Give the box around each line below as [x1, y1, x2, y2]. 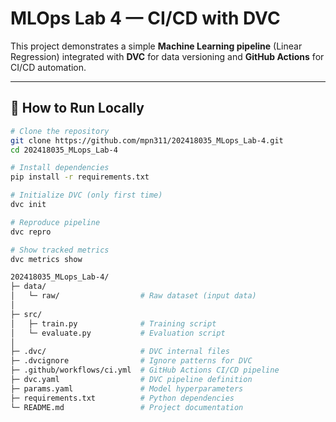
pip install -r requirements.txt [10, 172, 150, 182]
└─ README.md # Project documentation [10, 402, 244, 412]
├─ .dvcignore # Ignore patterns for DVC [10, 356, 253, 366]
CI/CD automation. [10, 61, 87, 73]
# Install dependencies [10, 163, 110, 173]
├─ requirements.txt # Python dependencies [10, 393, 235, 403]
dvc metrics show [10, 254, 83, 264]
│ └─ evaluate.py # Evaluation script [10, 328, 226, 338]
